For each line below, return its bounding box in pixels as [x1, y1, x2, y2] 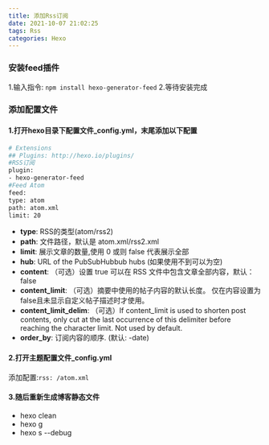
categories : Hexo [8, 34, 67, 43]
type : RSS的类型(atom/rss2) [19, 227, 114, 237]
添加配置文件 [8, 104, 59, 115]
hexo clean [19, 410, 57, 420]
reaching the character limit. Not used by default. [19, 323, 183, 333]
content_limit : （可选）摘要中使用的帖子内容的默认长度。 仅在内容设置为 [19, 286, 261, 295]
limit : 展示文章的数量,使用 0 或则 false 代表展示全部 [19, 247, 190, 257]
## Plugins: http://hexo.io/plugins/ [8, 151, 135, 159]
